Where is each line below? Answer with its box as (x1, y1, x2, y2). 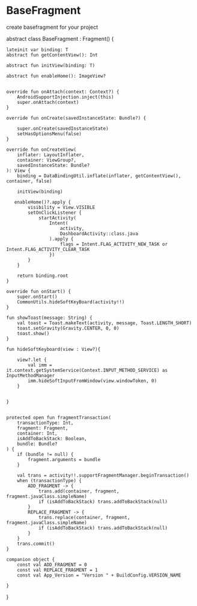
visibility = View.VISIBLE (28, 204, 95, 210)
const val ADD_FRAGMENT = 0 (17, 562, 87, 568)
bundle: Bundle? (17, 441, 58, 447)
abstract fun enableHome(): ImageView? (6, 73, 106, 79)
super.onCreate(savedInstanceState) (17, 126, 109, 132)
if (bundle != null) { (17, 451, 74, 457)
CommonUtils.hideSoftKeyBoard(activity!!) (17, 298, 125, 305)
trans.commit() (17, 541, 55, 547)
